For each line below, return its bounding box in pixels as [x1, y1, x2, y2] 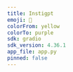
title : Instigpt [7, 10, 54, 17]
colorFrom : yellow [7, 23, 60, 29]
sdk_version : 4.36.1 [7, 42, 67, 49]
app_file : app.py [7, 49, 57, 56]
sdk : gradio [7, 36, 41, 43]
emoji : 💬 [7, 16, 32, 23]
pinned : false [7, 55, 48, 62]
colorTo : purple [7, 29, 54, 36]
